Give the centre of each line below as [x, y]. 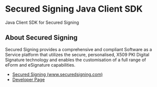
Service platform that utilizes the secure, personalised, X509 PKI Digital [77, 54]
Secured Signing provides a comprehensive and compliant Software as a [78, 49]
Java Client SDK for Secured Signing [42, 22]
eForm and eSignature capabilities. [40, 65]
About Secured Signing [41, 38]
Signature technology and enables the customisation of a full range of [76, 60]
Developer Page [28, 79]
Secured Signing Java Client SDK [74, 9]
